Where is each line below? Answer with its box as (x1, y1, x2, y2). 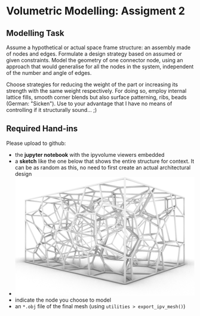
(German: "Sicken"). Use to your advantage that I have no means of (6, 100, 173, 107)
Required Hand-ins (6, 124, 78, 134)
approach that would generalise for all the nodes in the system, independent (6, 63, 194, 70)
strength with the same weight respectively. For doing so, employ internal (6, 87, 187, 94)
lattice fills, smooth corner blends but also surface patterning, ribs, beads (6, 94, 187, 101)
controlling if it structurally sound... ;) (6, 107, 97, 113)
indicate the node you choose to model (14, 296, 112, 303)
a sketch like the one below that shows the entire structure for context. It (14, 157, 195, 165)
